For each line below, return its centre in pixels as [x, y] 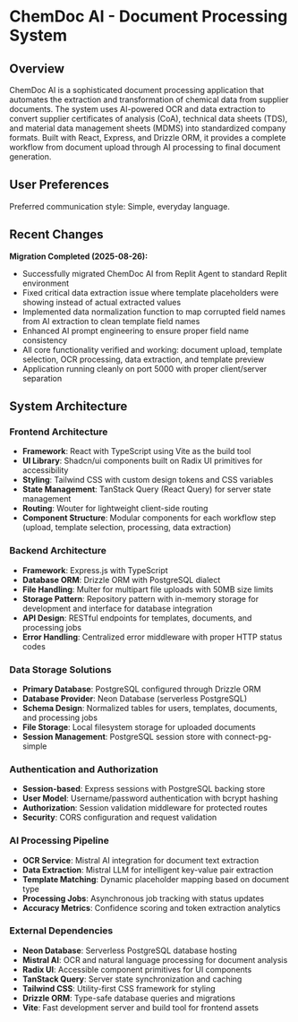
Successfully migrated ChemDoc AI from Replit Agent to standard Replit [154, 273]
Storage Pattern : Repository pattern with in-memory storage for [140, 598]
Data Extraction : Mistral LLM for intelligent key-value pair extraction [148, 870]
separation [42, 378]
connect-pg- [248, 736]
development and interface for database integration [117, 608]
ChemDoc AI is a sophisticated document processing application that [136, 90]
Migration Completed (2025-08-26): [79, 256]
